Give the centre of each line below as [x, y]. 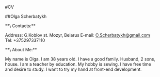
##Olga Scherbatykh [26, 16]
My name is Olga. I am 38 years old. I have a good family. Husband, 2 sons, [80, 59]
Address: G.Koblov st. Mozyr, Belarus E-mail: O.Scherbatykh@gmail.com [78, 35]
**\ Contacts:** [20, 26]
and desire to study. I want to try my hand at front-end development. [73, 69]
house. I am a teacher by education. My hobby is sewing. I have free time [78, 64]
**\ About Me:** [21, 50]
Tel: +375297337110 [25, 40]
